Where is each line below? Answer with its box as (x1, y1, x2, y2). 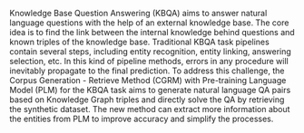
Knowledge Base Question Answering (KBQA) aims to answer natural (9, 8, 268, 18)
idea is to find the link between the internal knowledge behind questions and (9, 27, 295, 37)
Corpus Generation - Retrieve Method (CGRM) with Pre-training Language (9, 75, 287, 85)
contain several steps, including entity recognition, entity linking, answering (9, 46, 292, 57)
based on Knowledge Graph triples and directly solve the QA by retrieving (9, 94, 285, 105)
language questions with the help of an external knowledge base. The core (9, 17, 289, 28)
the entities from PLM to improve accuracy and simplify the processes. (9, 113, 274, 124)
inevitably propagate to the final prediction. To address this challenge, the (9, 65, 285, 76)
